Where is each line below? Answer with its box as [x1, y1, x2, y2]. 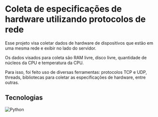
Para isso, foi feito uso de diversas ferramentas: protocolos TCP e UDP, [5, 69, 147, 75]
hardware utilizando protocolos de [5, 14, 146, 25]
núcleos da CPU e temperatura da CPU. [5, 60, 84, 66]
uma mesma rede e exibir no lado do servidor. [5, 45, 97, 51]
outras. [5, 79, 19, 85]
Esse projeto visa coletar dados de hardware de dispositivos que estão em [5, 40, 154, 46]
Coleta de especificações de [5, 3, 122, 15]
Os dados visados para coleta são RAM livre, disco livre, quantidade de [5, 54, 147, 60]
